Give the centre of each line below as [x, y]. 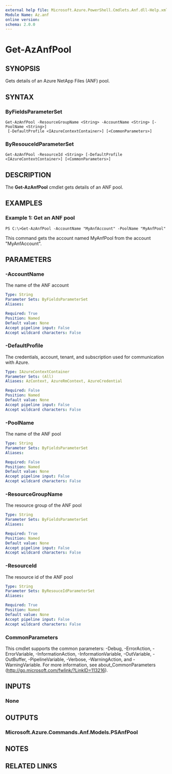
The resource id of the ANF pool [39, 577]
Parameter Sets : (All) [29, 376]
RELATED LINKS [31, 766]
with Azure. [17, 362]
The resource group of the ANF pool [44, 505]
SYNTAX [20, 97]
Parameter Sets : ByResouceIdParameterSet [50, 591]
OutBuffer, [16, 659]
